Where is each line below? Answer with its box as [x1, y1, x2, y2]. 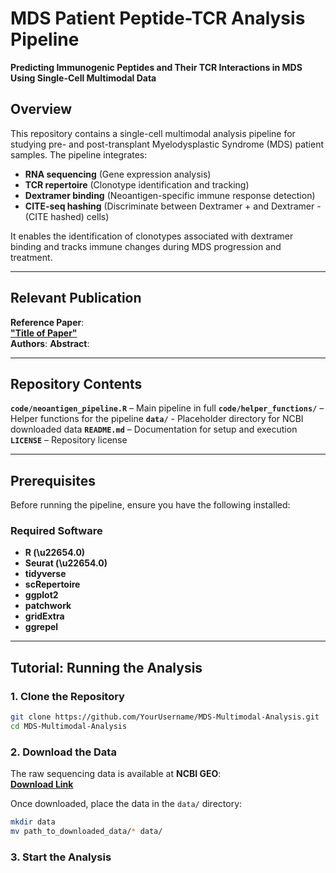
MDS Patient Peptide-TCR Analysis [10, 7, 306, 30]
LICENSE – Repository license [10, 434, 128, 446]
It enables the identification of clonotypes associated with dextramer [10, 230, 294, 242]
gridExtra [24, 610, 65, 622]
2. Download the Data [10, 745, 117, 759]
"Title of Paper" [10, 327, 78, 339]
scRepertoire [24, 578, 81, 591]
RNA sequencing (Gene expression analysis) [24, 168, 212, 180]
